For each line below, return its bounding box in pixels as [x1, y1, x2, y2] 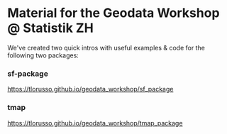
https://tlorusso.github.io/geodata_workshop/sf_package [7, 85, 174, 94]
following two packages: [7, 51, 79, 60]
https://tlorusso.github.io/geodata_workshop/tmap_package [7, 118, 183, 127]
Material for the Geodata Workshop [7, 5, 220, 21]
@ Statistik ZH [7, 20, 94, 36]
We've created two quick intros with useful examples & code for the [7, 43, 206, 52]
